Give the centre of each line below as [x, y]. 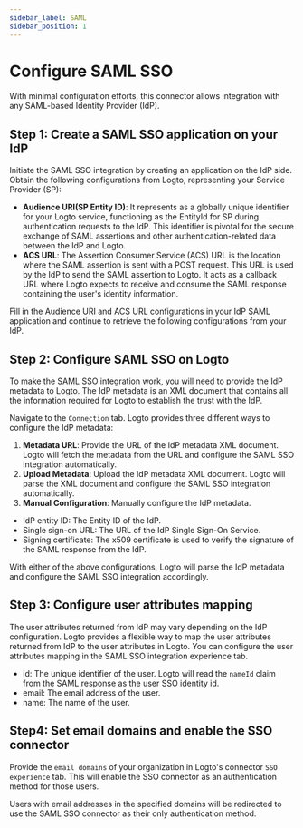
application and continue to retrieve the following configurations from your [148, 321]
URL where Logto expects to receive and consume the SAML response [154, 284]
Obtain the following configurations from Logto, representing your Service [147, 180]
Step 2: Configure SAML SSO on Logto [119, 359]
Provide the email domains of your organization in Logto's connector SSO [143, 766]
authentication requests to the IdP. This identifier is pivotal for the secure [158, 227]
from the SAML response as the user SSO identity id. [121, 683]
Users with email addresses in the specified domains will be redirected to [146, 804]
